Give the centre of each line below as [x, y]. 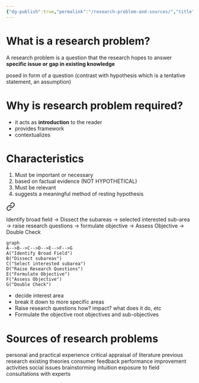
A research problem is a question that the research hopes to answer [89, 58]
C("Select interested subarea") [46, 264]
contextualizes [33, 135]
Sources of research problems [82, 338]
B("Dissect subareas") [34, 259]
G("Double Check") [29, 285]
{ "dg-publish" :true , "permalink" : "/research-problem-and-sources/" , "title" [100, 12]
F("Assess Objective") [34, 280]
